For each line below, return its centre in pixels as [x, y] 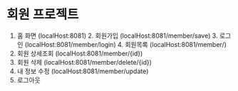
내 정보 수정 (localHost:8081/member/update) [83, 71]
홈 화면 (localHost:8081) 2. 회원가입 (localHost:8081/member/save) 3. [117, 36]
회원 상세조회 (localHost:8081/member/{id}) [80, 53]
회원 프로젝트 [43, 15]
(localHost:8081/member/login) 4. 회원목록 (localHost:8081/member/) [126, 44]
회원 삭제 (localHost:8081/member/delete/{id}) [84, 62]
